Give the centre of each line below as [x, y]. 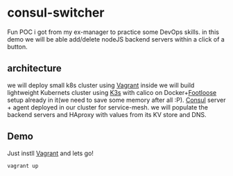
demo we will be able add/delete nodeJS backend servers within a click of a [116, 39]
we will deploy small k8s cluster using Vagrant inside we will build [101, 85]
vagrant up [23, 166]
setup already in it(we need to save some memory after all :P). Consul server [116, 100]
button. [17, 46]
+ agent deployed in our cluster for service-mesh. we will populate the [107, 107]
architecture [35, 68]
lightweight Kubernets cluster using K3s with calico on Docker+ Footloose [112, 92]
